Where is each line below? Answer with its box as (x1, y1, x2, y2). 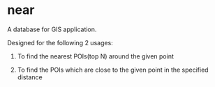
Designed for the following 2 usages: (7, 38, 113, 47)
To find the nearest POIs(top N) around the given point (17, 52, 175, 61)
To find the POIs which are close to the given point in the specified (17, 65, 209, 74)
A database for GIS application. (7, 25, 97, 33)
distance (17, 72, 43, 81)
